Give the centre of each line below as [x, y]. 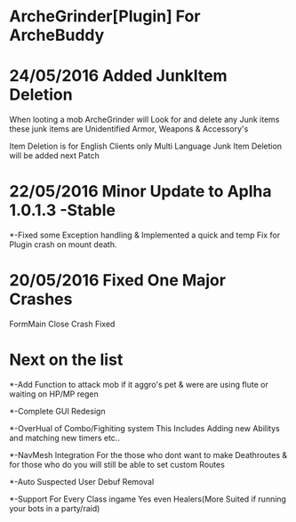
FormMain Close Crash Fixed [62, 324]
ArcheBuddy [57, 35]
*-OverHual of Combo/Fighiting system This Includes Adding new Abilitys [144, 428]
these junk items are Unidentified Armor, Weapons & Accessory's [129, 129]
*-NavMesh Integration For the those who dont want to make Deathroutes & [148, 454]
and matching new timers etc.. [64, 438]
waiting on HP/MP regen [54, 394]
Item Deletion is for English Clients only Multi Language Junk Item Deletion [146, 146]
